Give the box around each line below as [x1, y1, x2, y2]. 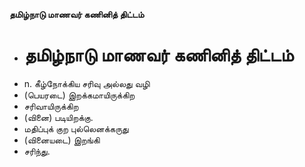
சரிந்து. [23, 145, 51, 157]
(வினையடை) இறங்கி [23, 134, 101, 146]
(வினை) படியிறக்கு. [23, 111, 94, 123]
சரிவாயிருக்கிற [23, 100, 79, 112]
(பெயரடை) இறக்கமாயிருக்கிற [23, 89, 136, 101]
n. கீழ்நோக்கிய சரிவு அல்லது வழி [23, 77, 151, 89]
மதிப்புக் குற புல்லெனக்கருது [23, 122, 129, 134]
